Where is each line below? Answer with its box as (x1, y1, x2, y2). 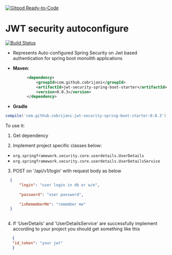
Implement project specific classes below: (12, 143, 102, 149)
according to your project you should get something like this (12, 226, 140, 232)
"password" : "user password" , (18, 192, 84, 197)
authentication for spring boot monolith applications (12, 55, 123, 61)
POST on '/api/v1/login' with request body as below (12, 168, 122, 174)
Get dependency (12, 132, 49, 139)
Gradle (12, 103, 28, 110)
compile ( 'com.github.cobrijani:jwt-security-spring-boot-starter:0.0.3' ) (5, 113, 167, 119)
